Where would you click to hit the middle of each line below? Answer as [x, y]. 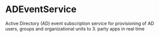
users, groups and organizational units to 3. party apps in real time [75, 28]
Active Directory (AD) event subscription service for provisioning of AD [80, 23]
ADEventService [41, 9]
